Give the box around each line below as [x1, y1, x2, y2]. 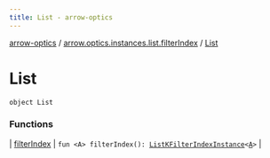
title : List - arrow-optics [9, 12, 114, 22]
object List [9, 98, 53, 107]
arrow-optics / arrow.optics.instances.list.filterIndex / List [9, 37, 218, 48]
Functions [9, 118, 53, 130]
